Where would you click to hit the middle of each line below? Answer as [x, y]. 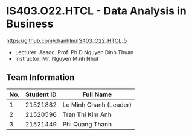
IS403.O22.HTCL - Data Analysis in [97, 11]
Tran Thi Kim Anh [87, 114]
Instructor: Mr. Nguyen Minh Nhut [57, 58]
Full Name [97, 94]
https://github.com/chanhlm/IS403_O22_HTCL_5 [67, 40]
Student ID [41, 94]
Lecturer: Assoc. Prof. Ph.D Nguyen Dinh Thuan [74, 52]
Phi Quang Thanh [87, 124]
